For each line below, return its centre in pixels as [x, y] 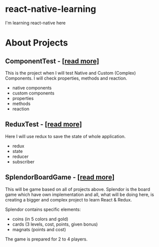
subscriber [23, 161]
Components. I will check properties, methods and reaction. [66, 78]
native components [32, 88]
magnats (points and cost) [39, 229]
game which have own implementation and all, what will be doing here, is [80, 195]
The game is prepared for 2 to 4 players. [46, 239]
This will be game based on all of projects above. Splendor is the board [78, 189]
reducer [20, 156]
